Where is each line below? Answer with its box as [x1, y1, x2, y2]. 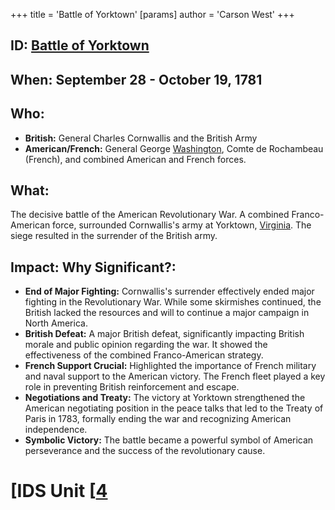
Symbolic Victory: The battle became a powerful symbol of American [24, 434, 314, 446]
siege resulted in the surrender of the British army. [10, 230, 218, 242]
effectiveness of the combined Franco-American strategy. [24, 349, 264, 361]
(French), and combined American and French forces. [24, 153, 247, 165]
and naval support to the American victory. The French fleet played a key [24, 370, 326, 383]
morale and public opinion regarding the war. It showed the [24, 339, 268, 351]
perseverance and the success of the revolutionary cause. [24, 445, 266, 457]
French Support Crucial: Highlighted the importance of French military [24, 360, 317, 372]
